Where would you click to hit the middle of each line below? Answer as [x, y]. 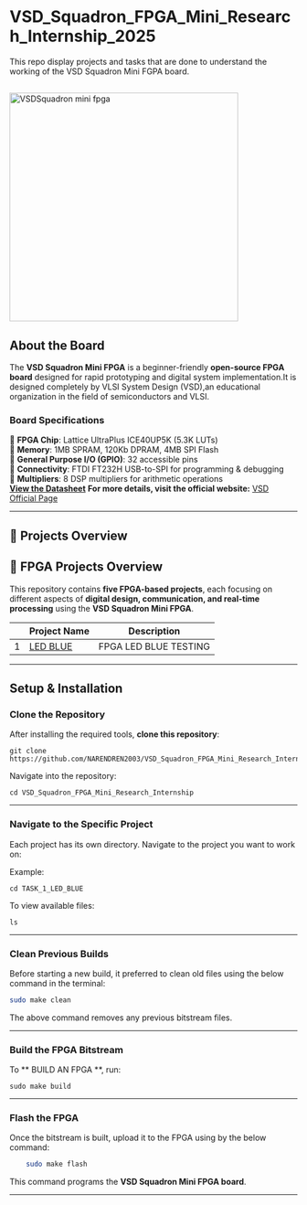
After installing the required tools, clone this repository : [115, 734]
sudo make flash [57, 1164]
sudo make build [40, 1087]
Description [154, 631]
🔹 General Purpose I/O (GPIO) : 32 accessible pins [104, 460]
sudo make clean [40, 1000]
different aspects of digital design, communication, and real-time [135, 598]
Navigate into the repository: [63, 776]
